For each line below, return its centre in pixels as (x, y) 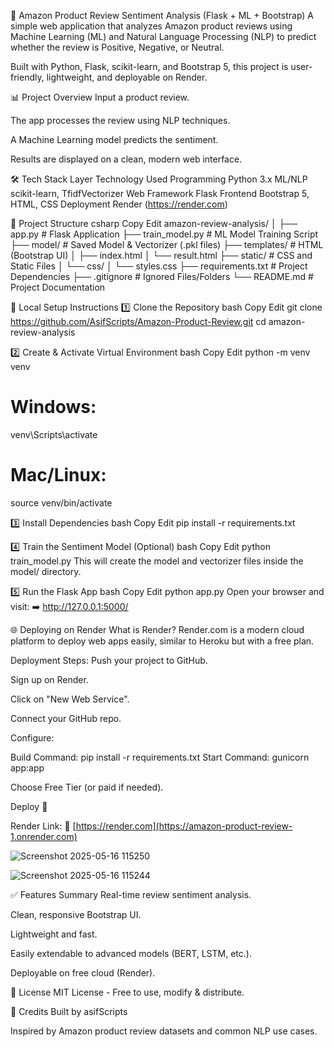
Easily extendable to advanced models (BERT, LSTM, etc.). (131, 953)
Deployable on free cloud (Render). (83, 972)
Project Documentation (58, 287)
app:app (27, 767)
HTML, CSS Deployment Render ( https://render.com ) (119, 204)
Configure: (32, 737)
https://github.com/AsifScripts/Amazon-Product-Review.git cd (138, 321)
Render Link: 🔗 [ (43, 826)
